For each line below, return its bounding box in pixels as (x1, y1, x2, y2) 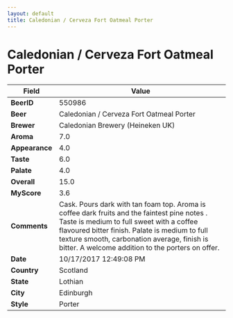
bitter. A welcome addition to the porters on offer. (58, 243, 220, 253)
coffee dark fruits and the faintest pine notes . (58, 208, 208, 218)
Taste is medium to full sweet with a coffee (58, 217, 198, 226)
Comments (10, 221, 49, 231)
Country (10, 265, 39, 275)
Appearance (10, 143, 53, 153)
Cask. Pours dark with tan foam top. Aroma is (58, 199, 206, 209)
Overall (10, 177, 35, 187)
